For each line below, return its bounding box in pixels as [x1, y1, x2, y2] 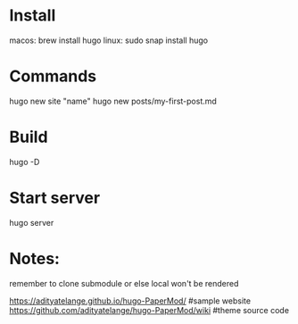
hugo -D [9, 156, 40, 167]
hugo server [9, 217, 54, 228]
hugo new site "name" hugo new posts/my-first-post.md [9, 96, 217, 106]
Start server [9, 188, 101, 208]
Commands [9, 66, 97, 87]
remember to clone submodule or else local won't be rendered [9, 278, 239, 288]
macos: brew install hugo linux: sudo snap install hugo [9, 35, 208, 46]
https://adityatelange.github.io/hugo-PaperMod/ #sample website [9, 295, 252, 306]
